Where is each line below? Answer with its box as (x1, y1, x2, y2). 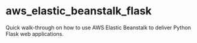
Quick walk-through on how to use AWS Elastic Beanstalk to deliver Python (5, 24, 192, 31)
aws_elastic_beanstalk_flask (5, 4, 152, 18)
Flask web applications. (5, 30, 64, 37)
